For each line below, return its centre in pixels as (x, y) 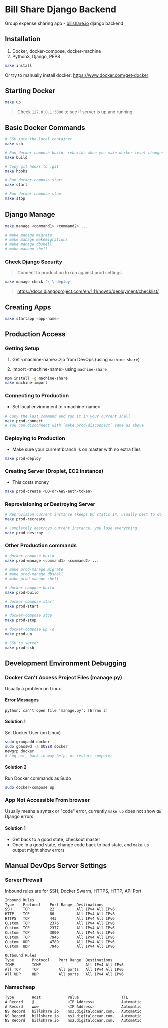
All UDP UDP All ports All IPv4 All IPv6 (64, 974)
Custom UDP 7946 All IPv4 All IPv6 (60, 947)
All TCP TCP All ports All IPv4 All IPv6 (64, 969)
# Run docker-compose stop (33, 194)
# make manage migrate (29, 235)
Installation (23, 39)
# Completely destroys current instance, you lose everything (71, 528)
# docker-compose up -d (30, 629)
